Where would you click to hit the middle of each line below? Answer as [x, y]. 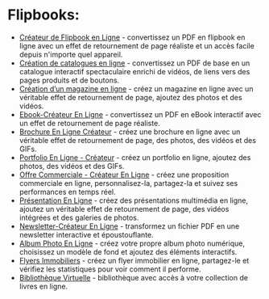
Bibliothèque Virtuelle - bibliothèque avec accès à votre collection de [134, 277]
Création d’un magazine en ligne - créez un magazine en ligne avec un [136, 88]
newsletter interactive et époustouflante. [86, 234]
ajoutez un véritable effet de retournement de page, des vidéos [124, 208]
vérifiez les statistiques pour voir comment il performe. [110, 269]
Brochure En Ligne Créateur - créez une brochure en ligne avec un [130, 132]
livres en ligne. [43, 286]
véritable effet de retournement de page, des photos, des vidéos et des [138, 140]
